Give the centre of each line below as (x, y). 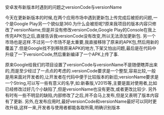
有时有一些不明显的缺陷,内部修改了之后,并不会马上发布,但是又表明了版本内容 (82, 95)
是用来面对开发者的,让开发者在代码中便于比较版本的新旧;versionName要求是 (82, 77)
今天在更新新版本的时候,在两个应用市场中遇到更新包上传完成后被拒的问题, (79, 18)
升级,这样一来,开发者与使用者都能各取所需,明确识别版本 (65, 107)
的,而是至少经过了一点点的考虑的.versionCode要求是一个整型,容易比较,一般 (80, 71)
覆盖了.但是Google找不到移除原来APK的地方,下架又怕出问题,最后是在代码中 (81, 48)
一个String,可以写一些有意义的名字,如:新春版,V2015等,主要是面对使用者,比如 (81, 83)
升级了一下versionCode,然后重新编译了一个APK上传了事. (62, 54)
